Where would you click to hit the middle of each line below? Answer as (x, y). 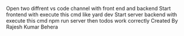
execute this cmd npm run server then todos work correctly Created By (92, 21)
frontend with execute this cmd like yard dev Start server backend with (92, 15)
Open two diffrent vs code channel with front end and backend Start (88, 8)
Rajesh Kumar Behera (32, 27)
